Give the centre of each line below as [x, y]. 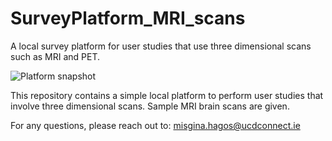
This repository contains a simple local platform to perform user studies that [167, 95]
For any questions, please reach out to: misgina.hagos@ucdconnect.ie [155, 125]
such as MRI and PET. [55, 56]
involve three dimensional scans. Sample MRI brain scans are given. [150, 106]
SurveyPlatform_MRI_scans [128, 18]
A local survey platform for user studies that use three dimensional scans [161, 46]
